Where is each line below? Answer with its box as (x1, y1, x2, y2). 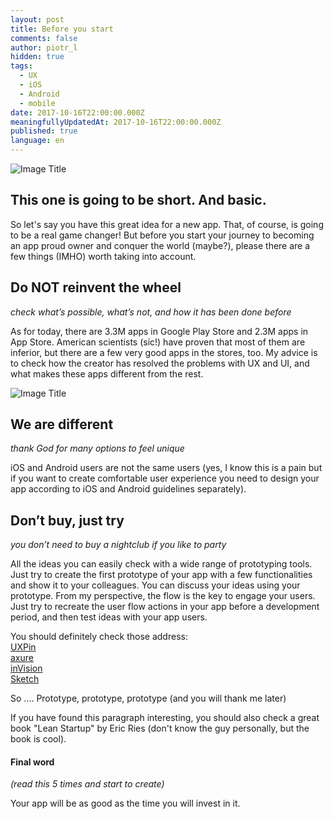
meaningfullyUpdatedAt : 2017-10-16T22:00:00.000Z (10, 117, 222, 127)
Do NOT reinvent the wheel (10, 279, 182, 296)
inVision (10, 662, 43, 675)
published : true (10, 126, 78, 136)
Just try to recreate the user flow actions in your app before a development (10, 601, 320, 613)
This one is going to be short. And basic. (10, 192, 267, 209)
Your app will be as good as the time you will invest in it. (10, 797, 241, 810)
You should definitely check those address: (10, 631, 188, 643)
